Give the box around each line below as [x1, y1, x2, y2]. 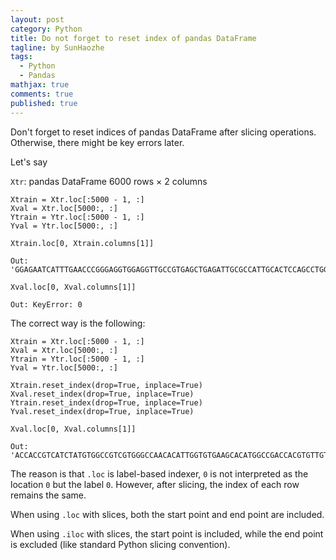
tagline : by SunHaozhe [10, 42, 105, 53]
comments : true [10, 89, 74, 99]
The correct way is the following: [10, 317, 146, 329]
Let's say [10, 156, 48, 168]
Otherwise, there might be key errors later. [10, 136, 185, 148]
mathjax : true [10, 80, 70, 90]
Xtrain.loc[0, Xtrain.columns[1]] [10, 238, 155, 248]
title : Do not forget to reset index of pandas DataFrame [10, 33, 257, 43]
